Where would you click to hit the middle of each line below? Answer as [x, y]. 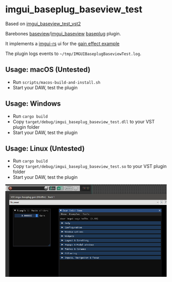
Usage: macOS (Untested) [48, 70]
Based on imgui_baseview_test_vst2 [43, 24]
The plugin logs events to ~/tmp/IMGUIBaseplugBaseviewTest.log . [73, 53]
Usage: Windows [33, 104]
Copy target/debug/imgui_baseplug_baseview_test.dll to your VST [84, 121]
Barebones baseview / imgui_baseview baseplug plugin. [63, 33]
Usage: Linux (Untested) [45, 148]
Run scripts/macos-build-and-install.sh [57, 82]
